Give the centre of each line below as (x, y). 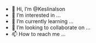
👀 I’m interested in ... (36, 15)
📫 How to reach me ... (38, 34)
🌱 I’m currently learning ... (42, 21)
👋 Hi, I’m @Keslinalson (38, 9)
